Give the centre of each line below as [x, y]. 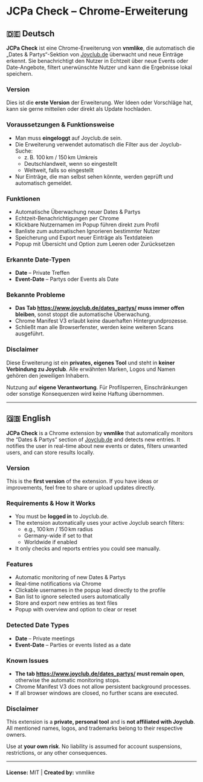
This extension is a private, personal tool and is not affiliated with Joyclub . [101, 722]
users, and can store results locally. [50, 452]
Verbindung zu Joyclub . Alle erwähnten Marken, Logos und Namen [91, 369]
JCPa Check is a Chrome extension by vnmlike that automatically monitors [100, 433]
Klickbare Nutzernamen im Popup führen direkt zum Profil [87, 225]
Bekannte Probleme [36, 295]
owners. [16, 735]
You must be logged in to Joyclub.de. [62, 516]
